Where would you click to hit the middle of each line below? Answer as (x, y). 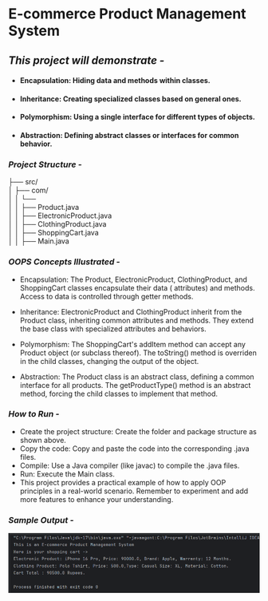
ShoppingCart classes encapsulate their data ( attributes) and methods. (137, 287)
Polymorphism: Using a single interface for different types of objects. (137, 117)
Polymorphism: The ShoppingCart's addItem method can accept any (132, 344)
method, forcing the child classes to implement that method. (118, 393)
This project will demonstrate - (87, 60)
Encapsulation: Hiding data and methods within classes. (115, 81)
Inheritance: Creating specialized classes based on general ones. (130, 99)
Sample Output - (41, 520)
